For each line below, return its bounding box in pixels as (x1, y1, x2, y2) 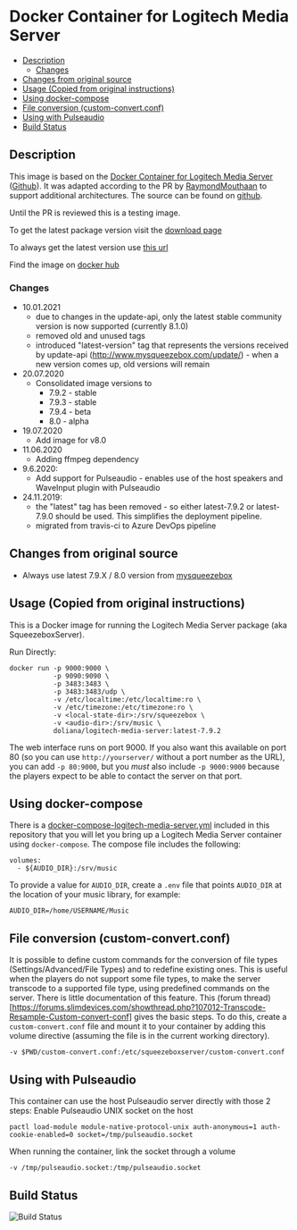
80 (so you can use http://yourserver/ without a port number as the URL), (9, 751, 285, 762)
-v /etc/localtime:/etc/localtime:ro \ (53, 695, 202, 703)
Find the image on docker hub (9, 259, 120, 270)
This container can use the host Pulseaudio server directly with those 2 (9, 1096, 271, 1107)
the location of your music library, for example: (9, 889, 181, 900)
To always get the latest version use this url (9, 241, 169, 252)
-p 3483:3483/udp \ (53, 687, 126, 696)
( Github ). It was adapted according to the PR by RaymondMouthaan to (9, 181, 268, 191)
